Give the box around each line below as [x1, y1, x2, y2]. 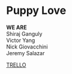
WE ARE [6, 24, 27, 31]
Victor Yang [6, 36, 35, 44]
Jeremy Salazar [6, 49, 45, 56]
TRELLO [6, 61, 26, 69]
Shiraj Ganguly [6, 30, 43, 37]
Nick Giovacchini [6, 43, 48, 50]
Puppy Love [6, 4, 67, 18]
